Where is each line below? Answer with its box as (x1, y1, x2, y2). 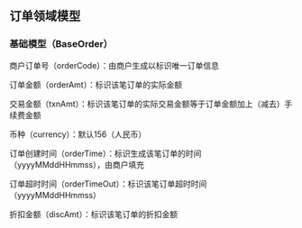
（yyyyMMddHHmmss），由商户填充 (9, 159, 145, 169)
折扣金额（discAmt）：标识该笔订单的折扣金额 (9, 208, 178, 219)
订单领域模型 (9, 8, 81, 24)
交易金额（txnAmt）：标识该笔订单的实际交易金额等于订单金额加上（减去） (9, 98, 285, 109)
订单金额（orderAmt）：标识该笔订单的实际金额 (9, 79, 183, 90)
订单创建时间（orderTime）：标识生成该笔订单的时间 (9, 148, 202, 159)
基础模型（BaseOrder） (9, 38, 113, 50)
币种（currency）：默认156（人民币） (9, 129, 147, 140)
